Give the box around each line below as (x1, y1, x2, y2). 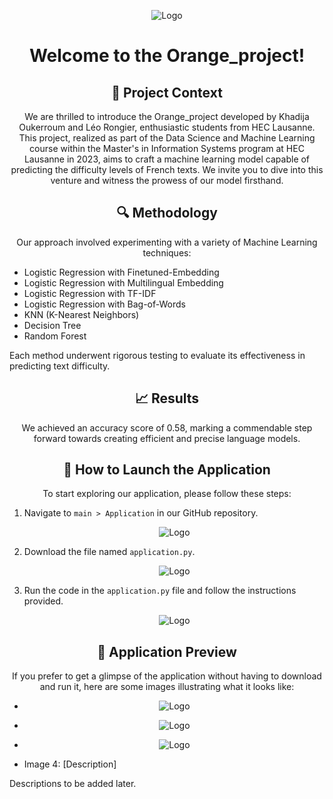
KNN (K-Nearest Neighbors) (23, 308, 140, 320)
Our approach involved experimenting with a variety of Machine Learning (16, 236, 318, 248)
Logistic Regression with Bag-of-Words (23, 298, 186, 310)
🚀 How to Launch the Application (63, 461, 271, 479)
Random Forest (23, 330, 87, 342)
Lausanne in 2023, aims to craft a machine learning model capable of (23, 153, 311, 165)
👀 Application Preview (97, 643, 237, 660)
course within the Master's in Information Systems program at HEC (29, 143, 305, 154)
